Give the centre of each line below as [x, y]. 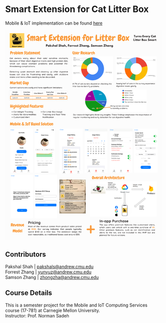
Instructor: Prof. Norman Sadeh [37, 315]
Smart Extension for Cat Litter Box [77, 9]
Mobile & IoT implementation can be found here [54, 23]
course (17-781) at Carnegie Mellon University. [53, 310]
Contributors [26, 255]
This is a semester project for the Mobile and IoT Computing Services [77, 305]
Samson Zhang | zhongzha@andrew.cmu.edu [52, 277]
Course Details [29, 293]
